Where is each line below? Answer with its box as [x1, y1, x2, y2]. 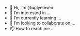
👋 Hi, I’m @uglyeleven [9, 5, 53, 10]
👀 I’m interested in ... [9, 10, 51, 16]
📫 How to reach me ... [9, 26, 55, 31]
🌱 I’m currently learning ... [9, 15, 62, 20]
